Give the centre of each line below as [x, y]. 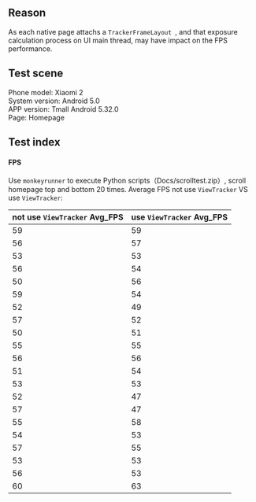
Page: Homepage [37, 117]
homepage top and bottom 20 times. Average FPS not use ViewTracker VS [128, 190]
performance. [30, 48]
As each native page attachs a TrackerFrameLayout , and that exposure [123, 31]
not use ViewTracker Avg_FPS [68, 217]
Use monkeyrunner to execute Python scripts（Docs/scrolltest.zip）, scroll [127, 181]
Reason [27, 13]
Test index [34, 142]
